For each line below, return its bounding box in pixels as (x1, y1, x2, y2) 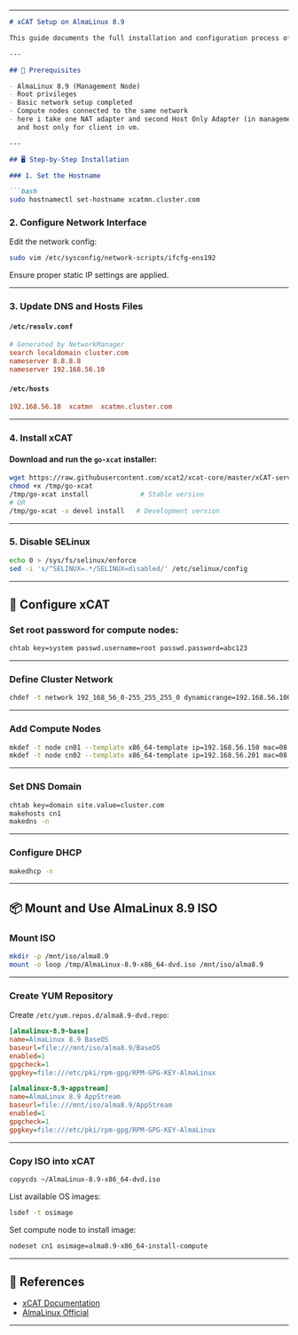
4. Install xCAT (9, 432, 74, 444)
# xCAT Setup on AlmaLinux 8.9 (9, 18, 125, 27)
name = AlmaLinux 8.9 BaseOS (9, 1036, 109, 1045)
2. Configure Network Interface (9, 217, 147, 229)
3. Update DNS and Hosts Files (9, 300, 144, 313)
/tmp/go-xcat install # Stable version (9, 489, 204, 498)
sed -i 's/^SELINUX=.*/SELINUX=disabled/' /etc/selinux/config (9, 564, 248, 573)
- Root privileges (9, 90, 77, 99)
